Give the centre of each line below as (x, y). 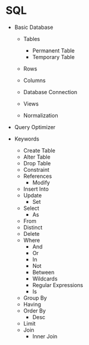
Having (32, 304)
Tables (32, 39)
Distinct (33, 227)
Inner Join (45, 336)
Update (32, 195)
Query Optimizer (35, 127)
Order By (35, 311)
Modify (41, 182)
